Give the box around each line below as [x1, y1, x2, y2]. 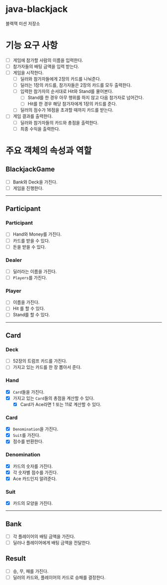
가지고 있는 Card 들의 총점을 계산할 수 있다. [12, 395, 95, 401]
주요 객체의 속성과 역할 [5, 145, 92, 156]
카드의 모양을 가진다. [12, 501, 53, 506]
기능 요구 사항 [5, 40, 58, 51]
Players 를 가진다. [12, 274, 48, 280]
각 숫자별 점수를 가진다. [12, 469, 58, 475]
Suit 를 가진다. [12, 432, 41, 438]
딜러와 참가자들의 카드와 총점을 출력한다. [20, 119, 99, 125]
